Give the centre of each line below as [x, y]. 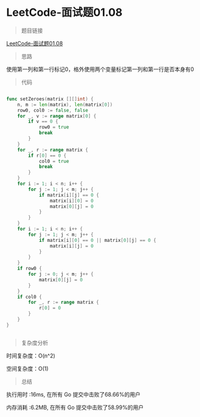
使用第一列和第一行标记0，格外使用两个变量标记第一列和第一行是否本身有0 [100, 69]
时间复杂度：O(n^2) [31, 356]
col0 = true [54, 161]
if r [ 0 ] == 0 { [47, 156]
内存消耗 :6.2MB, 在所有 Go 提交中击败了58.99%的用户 [75, 407]
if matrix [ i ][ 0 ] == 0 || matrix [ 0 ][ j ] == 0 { [98, 240]
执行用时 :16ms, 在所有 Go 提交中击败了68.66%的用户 [74, 394]
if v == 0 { [43, 122]
